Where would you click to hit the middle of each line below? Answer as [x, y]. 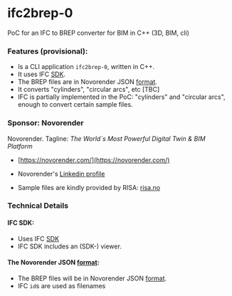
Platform [20, 146]
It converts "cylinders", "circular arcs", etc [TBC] [89, 90]
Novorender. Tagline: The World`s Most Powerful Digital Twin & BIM [106, 138]
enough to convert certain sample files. [75, 105]
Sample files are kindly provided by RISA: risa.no [89, 187]
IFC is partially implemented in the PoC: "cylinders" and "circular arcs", [121, 97]
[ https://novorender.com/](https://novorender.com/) [94, 160]
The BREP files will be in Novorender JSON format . [92, 278]
